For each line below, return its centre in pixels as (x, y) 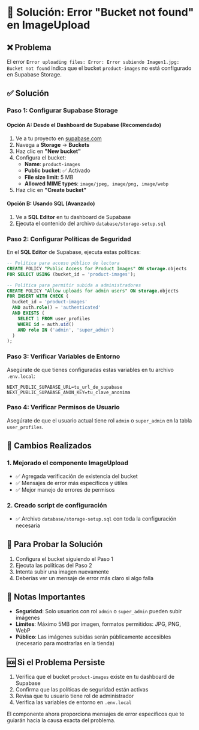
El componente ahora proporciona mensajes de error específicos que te (96, 714)
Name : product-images (52, 164)
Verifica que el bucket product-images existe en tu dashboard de (95, 677)
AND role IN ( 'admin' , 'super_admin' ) (66, 330)
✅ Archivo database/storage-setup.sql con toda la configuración (96, 518)
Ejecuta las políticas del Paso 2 (54, 565)
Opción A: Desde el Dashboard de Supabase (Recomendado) (84, 125)
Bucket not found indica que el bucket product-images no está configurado (99, 68)
